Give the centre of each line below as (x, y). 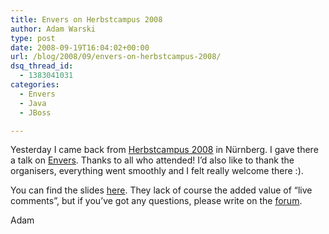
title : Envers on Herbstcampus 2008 (86, 19)
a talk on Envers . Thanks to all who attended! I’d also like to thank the (152, 160)
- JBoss (35, 112)
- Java (33, 103)
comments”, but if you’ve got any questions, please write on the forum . (156, 201)
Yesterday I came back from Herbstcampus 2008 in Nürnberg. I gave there (164, 150)
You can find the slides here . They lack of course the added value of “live (161, 190)
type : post (33, 38)
